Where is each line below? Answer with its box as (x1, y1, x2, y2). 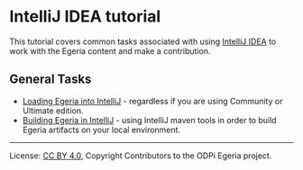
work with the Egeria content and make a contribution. (9, 45, 211, 56)
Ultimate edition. (22, 105, 84, 116)
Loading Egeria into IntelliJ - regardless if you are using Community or (22, 95, 283, 106)
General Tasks (9, 72, 92, 87)
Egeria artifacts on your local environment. (22, 124, 181, 135)
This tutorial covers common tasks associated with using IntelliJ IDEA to (9, 36, 277, 47)
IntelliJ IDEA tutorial (9, 6, 161, 27)
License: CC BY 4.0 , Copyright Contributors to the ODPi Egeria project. (9, 150, 272, 161)
